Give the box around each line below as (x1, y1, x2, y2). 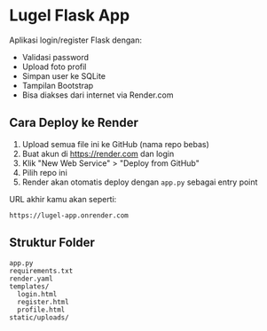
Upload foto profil (21, 61, 87, 72)
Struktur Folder (9, 235, 96, 250)
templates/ (9, 281, 50, 291)
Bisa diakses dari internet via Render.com (21, 90, 174, 100)
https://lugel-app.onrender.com (9, 210, 129, 220)
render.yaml (9, 274, 53, 283)
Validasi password (21, 51, 90, 62)
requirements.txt (9, 266, 74, 275)
